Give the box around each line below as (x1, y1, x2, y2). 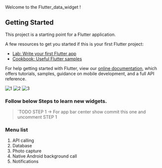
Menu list (5, 127, 28, 134)
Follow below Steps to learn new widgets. (5, 98, 108, 104)
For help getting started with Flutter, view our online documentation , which (5, 65, 158, 71)
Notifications (12, 159, 39, 165)
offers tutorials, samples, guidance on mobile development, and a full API (5, 70, 155, 76)
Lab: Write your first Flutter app (12, 50, 77, 56)
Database (12, 143, 32, 149)
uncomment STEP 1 (17, 114, 57, 120)
